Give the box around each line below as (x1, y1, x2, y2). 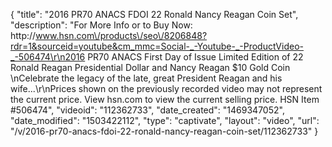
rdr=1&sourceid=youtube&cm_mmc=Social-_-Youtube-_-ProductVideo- (10, 40, 304, 52)
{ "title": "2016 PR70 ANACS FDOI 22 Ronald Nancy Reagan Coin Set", (10, 9, 299, 20)
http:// (10, 30, 37, 41)
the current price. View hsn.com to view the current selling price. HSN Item (10, 94, 320, 105)
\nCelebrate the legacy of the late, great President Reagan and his (10, 72, 283, 84)
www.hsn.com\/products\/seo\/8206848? (35, 30, 208, 41)
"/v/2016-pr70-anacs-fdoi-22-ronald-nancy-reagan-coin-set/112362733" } (10, 125, 319, 137)
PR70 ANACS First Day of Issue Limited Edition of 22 (87, 51, 304, 63)
